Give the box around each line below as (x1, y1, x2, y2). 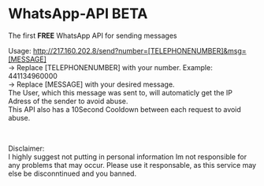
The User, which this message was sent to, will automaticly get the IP (8, 87, 233, 97)
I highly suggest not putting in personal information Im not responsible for (8, 151, 247, 162)
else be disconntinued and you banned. (8, 169, 136, 178)
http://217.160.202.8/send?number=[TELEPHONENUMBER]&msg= (32, 46, 247, 55)
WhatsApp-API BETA (8, 5, 148, 23)
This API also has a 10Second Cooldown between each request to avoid (8, 104, 242, 114)
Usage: (8, 46, 32, 55)
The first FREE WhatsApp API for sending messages (8, 31, 177, 40)
